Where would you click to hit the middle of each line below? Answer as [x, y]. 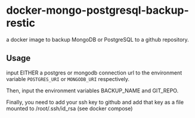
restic [21, 23]
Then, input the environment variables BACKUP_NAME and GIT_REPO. [92, 91]
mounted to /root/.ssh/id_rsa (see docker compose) [69, 108]
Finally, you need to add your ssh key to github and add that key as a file [95, 102]
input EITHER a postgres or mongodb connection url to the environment [94, 73]
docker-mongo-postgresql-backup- [97, 10]
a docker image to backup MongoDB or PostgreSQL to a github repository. [97, 39]
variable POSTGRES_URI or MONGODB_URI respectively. [68, 79]
